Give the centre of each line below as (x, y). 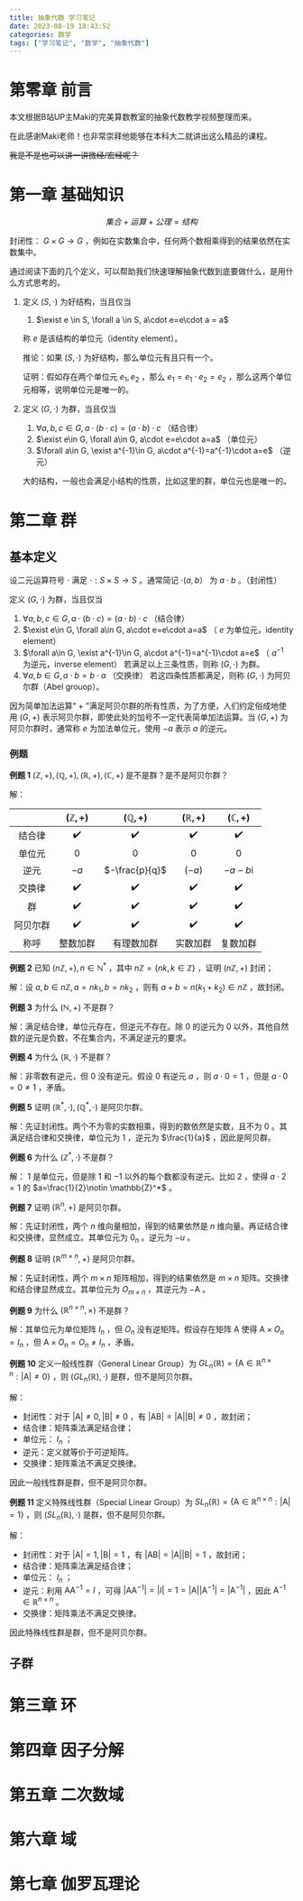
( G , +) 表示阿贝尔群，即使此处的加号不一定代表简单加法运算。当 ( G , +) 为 (154, 717)
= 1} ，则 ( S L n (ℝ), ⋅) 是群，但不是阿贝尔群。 (90, 1515)
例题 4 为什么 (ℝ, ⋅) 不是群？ (61, 1057)
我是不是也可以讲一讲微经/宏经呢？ (74, 155)
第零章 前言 (51, 90)
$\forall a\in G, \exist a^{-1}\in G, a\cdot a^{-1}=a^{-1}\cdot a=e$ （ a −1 (153, 652)
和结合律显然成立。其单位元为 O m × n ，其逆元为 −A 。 (110, 1290)
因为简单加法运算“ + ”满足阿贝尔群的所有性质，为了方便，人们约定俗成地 (144, 705)
